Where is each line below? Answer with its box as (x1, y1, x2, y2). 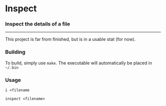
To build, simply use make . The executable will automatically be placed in (5, 60, 152, 66)
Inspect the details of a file (5, 21, 70, 28)
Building (5, 49, 26, 56)
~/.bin (5, 65, 19, 70)
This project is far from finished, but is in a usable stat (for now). (5, 36, 136, 42)
